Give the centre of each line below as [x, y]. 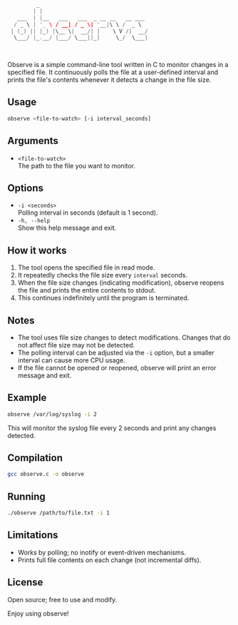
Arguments [33, 141]
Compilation [35, 458]
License [25, 583]
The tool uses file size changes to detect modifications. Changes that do [124, 337]
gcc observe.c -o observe [46, 474]
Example [27, 398]
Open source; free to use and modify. [62, 599]
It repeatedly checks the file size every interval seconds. [102, 275]
